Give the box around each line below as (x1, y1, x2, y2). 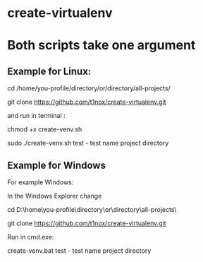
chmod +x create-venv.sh (7, 125, 82, 133)
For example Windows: (7, 178, 74, 186)
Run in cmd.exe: (7, 233, 54, 241)
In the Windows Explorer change (7, 192, 102, 200)
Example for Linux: (7, 65, 92, 77)
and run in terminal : (7, 112, 66, 120)
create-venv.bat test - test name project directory (7, 246, 152, 255)
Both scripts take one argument (7, 37, 196, 54)
